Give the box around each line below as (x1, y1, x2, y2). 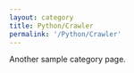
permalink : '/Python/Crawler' (9, 29, 122, 38)
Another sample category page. (9, 54, 127, 65)
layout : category (9, 12, 74, 22)
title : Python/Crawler (9, 21, 94, 30)
